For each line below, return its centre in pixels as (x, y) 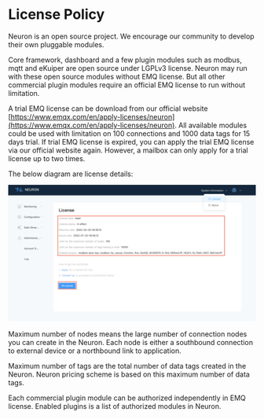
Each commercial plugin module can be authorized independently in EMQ (127, 398)
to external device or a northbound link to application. (95, 351)
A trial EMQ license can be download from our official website (108, 108)
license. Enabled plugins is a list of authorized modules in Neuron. (115, 406)
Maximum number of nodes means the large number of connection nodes (128, 334)
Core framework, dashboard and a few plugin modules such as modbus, (125, 60)
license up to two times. (47, 158)
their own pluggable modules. (56, 44)
